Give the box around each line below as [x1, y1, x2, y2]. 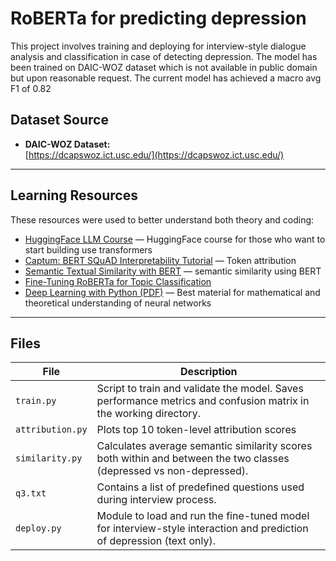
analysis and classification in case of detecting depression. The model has [10, 50, 318, 62]
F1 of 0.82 [10, 82, 52, 94]
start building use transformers [24, 243, 153, 256]
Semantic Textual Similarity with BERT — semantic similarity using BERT [24, 265, 322, 277]
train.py [15, 395, 57, 407]
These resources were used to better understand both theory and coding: [10, 213, 315, 226]
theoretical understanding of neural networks [24, 297, 212, 309]
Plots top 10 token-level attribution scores [96, 423, 297, 437]
